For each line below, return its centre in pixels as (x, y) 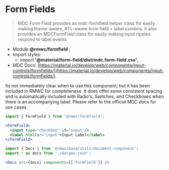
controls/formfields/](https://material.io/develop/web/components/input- (88, 70)
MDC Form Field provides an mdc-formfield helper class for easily (86, 23)
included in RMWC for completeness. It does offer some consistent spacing (84, 91)
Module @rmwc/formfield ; (41, 49)
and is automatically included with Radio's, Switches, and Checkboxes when (84, 96)
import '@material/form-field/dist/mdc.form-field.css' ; (79, 60)
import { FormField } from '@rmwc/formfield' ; (55, 116)
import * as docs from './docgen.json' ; (48, 153)
